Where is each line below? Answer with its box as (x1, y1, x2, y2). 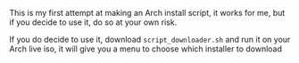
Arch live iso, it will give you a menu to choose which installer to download (9, 43, 283, 54)
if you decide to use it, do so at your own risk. (9, 17, 178, 28)
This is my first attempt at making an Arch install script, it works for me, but (9, 8, 286, 18)
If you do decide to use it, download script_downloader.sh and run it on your (9, 35, 291, 44)
